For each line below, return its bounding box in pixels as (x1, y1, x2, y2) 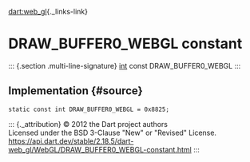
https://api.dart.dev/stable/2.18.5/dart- (8, 136, 134, 146)
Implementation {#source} (8, 84, 144, 98)
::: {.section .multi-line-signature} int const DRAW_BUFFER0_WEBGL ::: (8, 61, 241, 70)
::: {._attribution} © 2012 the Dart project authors (8, 119, 168, 128)
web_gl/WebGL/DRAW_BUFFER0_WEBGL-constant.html (8, 144, 192, 154)
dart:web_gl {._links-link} (8, 7, 88, 16)
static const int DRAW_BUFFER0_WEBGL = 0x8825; (8, 105, 170, 113)
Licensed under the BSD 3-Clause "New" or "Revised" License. (8, 128, 217, 137)
